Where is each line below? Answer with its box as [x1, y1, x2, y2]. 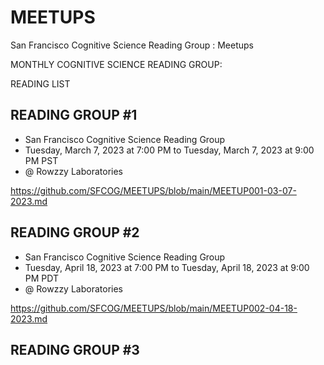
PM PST [24, 154, 59, 166]
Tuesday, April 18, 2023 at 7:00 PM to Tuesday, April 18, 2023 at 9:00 [24, 261, 310, 273]
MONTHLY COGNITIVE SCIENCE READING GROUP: [10, 58, 223, 70]
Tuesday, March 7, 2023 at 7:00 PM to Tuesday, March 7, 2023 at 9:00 [24, 144, 315, 156]
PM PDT [24, 272, 59, 284]
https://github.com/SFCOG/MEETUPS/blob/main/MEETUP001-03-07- [10, 184, 297, 196]
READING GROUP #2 [10, 224, 140, 241]
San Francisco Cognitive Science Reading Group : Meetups [10, 39, 255, 51]
